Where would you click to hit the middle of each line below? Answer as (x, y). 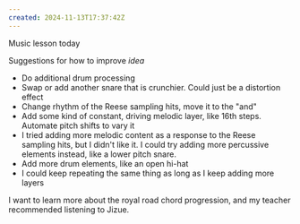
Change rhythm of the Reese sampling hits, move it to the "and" (139, 106)
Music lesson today (44, 43)
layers (33, 182)
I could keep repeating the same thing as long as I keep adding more (148, 173)
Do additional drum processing (78, 78)
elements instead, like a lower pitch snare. (99, 154)
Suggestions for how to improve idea (77, 60)
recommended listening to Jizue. (69, 209)
